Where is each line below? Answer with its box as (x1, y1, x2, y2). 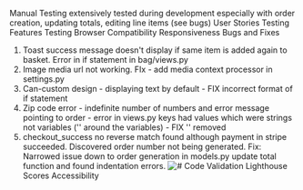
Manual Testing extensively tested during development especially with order (9, 8, 296, 18)
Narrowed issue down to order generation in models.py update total (22, 151, 278, 162)
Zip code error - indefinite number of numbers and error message (22, 103, 270, 113)
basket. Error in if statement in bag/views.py (22, 55, 189, 65)
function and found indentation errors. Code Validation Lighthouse (22, 161, 288, 171)
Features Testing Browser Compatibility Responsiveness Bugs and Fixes (9, 27, 280, 37)
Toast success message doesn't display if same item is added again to (22, 45, 288, 55)
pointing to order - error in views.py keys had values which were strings (22, 113, 293, 123)
